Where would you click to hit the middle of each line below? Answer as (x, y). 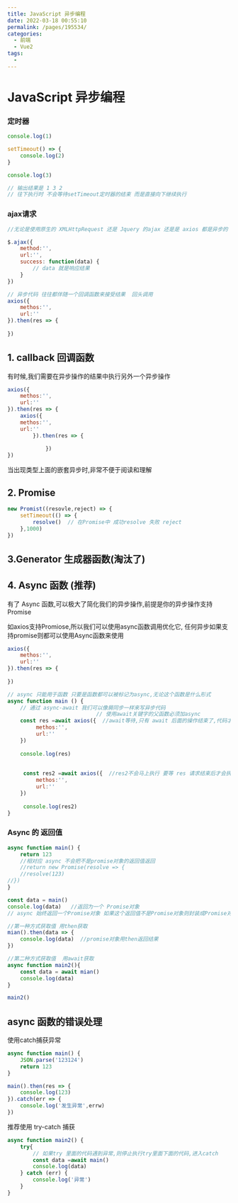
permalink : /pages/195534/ (47, 27)
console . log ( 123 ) (46, 1092)
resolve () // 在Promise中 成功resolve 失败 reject (107, 522)
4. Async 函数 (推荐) (52, 586)
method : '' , (36, 249)
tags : (15, 54)
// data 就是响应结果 (61, 269)
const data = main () (38, 900)
